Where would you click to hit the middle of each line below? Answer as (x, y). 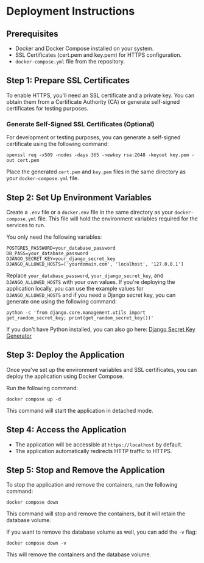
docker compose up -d (34, 399)
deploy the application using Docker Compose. (65, 376)
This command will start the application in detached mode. (80, 410)
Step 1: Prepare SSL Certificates (68, 81)
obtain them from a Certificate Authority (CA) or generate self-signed (93, 101)
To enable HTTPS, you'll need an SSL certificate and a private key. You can (100, 95)
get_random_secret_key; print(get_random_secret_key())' (80, 318)
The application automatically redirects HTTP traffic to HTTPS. (93, 451)
